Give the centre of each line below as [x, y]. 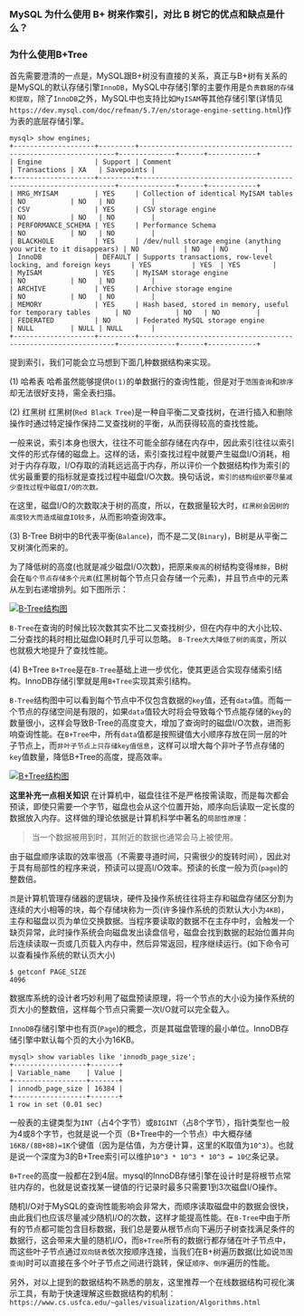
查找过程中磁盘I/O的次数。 [59, 488]
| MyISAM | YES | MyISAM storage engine [119, 274]
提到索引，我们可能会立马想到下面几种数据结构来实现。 [112, 362]
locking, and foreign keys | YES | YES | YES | [143, 265]
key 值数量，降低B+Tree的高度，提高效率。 [88, 757]
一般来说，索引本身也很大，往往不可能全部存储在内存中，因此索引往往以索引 [152, 443]
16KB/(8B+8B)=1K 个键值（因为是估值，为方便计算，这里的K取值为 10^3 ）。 [144, 1145]
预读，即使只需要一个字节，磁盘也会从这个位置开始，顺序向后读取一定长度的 [152, 807]
